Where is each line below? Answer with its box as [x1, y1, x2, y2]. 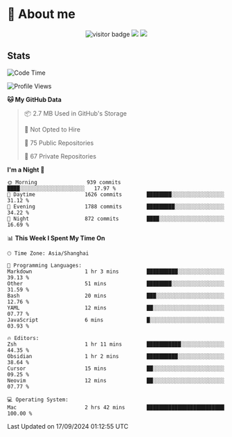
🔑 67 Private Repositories [24, 152, 97, 160]
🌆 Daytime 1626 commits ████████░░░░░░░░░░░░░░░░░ [7, 190, 225, 198]
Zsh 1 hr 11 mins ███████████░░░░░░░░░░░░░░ [7, 341, 225, 348]
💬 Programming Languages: [7, 262, 82, 269]
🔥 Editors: [7, 335, 39, 341]
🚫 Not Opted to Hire [24, 125, 81, 134]
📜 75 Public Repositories [24, 139, 94, 147]
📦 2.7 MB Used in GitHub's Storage [24, 109, 127, 117]
